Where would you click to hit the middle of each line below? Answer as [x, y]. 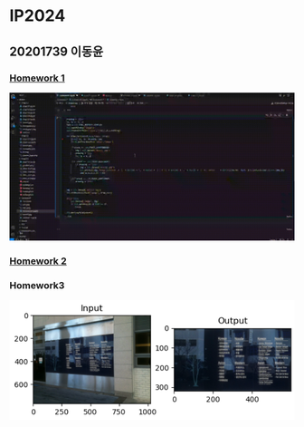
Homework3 [37, 286]
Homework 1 [37, 78]
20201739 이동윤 [57, 51]
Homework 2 [38, 261]
